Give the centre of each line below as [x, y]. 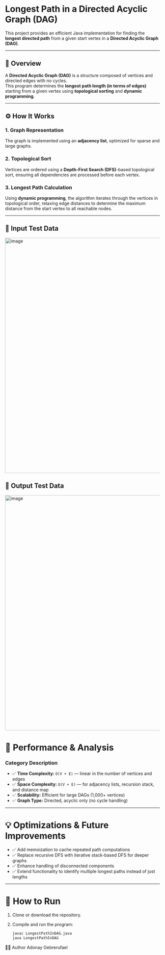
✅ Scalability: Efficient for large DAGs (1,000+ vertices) [69, 795]
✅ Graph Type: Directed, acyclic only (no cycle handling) [70, 800]
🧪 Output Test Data [35, 486]
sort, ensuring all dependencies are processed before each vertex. [72, 175]
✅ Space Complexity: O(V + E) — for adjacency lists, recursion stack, [83, 784]
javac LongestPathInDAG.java [42, 933]
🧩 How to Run [33, 901]
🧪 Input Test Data [32, 228]
